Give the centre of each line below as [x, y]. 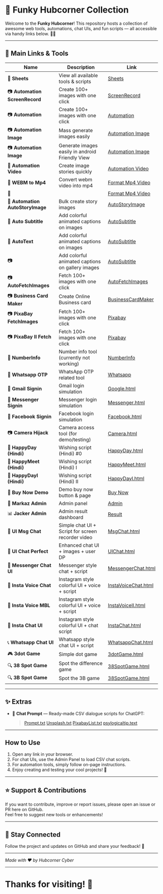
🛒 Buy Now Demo [28, 492]
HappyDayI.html [126, 478]
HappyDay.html [125, 450]
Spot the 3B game [79, 678]
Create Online [74, 297]
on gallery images [79, 268]
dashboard [71, 517]
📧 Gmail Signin [25, 388]
